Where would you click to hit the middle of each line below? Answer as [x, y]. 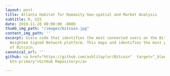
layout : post [19, 10]
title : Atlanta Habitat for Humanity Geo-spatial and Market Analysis [81, 15]
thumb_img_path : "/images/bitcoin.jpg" [47, 29]
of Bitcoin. [23, 47]
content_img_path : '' [28, 33]
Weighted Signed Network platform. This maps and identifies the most [86, 43]
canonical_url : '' [25, 52]
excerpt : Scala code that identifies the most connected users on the [81, 38]
